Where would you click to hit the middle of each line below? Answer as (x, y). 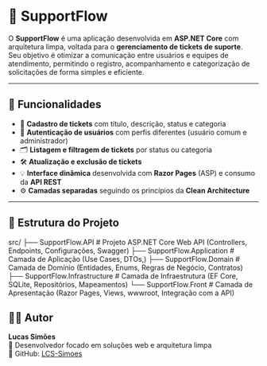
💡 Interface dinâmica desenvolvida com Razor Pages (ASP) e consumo (137, 173)
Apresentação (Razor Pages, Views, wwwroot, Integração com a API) (122, 293)
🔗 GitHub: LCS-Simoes (45, 354)
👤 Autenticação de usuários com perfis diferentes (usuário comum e (133, 132)
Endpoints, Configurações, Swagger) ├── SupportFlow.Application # (121, 251)
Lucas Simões (32, 337)
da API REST (41, 181)
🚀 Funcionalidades (55, 105)
